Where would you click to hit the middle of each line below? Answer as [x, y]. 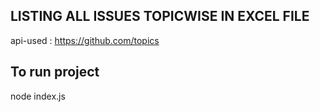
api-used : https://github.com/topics [85, 40]
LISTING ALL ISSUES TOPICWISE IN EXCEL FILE [160, 16]
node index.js [38, 96]
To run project [55, 72]
